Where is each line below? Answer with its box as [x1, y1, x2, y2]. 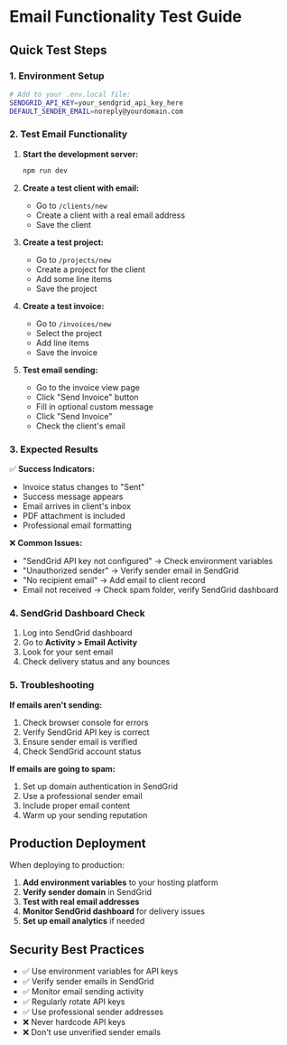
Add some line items [35, 273, 113, 284]
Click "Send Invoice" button [35, 391, 139, 402]
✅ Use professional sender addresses [22, 1006, 164, 1018]
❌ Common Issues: [9, 537, 83, 548]
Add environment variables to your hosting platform [22, 877, 218, 888]
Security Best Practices [9, 942, 145, 957]
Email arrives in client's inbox [22, 500, 132, 512]
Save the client [35, 219, 92, 230]
